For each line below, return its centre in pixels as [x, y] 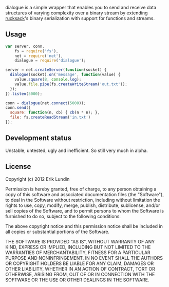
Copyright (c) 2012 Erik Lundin [37, 179]
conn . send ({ [18, 108]
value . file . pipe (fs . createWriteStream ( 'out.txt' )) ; [71, 84]
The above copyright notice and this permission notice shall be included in [84, 226]
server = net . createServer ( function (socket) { [56, 70]
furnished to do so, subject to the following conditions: [63, 216]
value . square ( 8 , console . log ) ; [48, 80]
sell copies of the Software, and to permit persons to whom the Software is [85, 211]
